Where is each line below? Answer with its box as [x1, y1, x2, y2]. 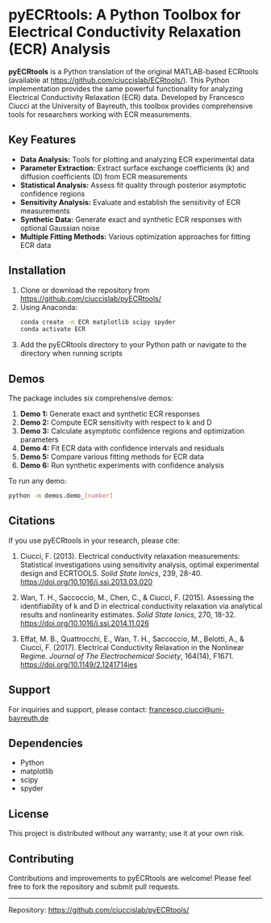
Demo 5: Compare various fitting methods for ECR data [19, 452, 204, 462]
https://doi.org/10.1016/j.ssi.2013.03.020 [19, 577, 153, 586]
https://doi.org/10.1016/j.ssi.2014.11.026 [19, 618, 149, 627]
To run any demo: [8, 476, 67, 486]
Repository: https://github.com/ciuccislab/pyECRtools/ [8, 905, 190, 915]
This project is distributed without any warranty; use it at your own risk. [8, 829, 245, 838]
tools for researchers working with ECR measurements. [8, 109, 192, 119]
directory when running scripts [19, 349, 123, 359]
